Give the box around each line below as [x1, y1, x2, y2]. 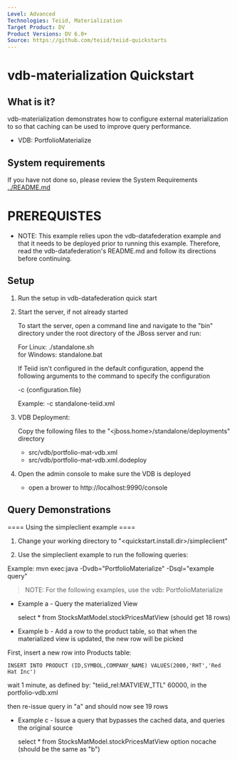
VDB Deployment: [17, 413, 70, 421]
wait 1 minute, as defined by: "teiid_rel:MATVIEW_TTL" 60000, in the [7, 680, 207, 689]
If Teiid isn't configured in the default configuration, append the [17, 364, 204, 372]
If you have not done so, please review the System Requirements [7, 175, 198, 184]
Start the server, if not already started [17, 307, 128, 316]
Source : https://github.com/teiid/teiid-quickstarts [7, 37, 167, 44]
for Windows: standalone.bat [17, 350, 103, 359]
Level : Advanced [7, 10, 56, 18]
